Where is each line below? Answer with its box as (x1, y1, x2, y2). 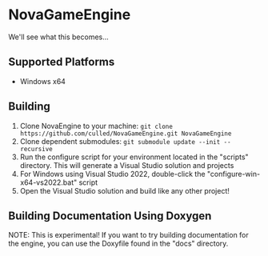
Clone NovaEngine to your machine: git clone (19, 121, 174, 130)
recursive (19, 145, 54, 153)
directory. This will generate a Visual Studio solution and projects (19, 160, 234, 170)
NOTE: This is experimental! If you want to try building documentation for (8, 230, 250, 240)
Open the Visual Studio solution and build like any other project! (19, 186, 230, 195)
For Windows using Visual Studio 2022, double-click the (19, 169, 206, 178)
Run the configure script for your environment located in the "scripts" (19, 152, 250, 162)
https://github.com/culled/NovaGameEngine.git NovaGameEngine (19, 130, 232, 138)
